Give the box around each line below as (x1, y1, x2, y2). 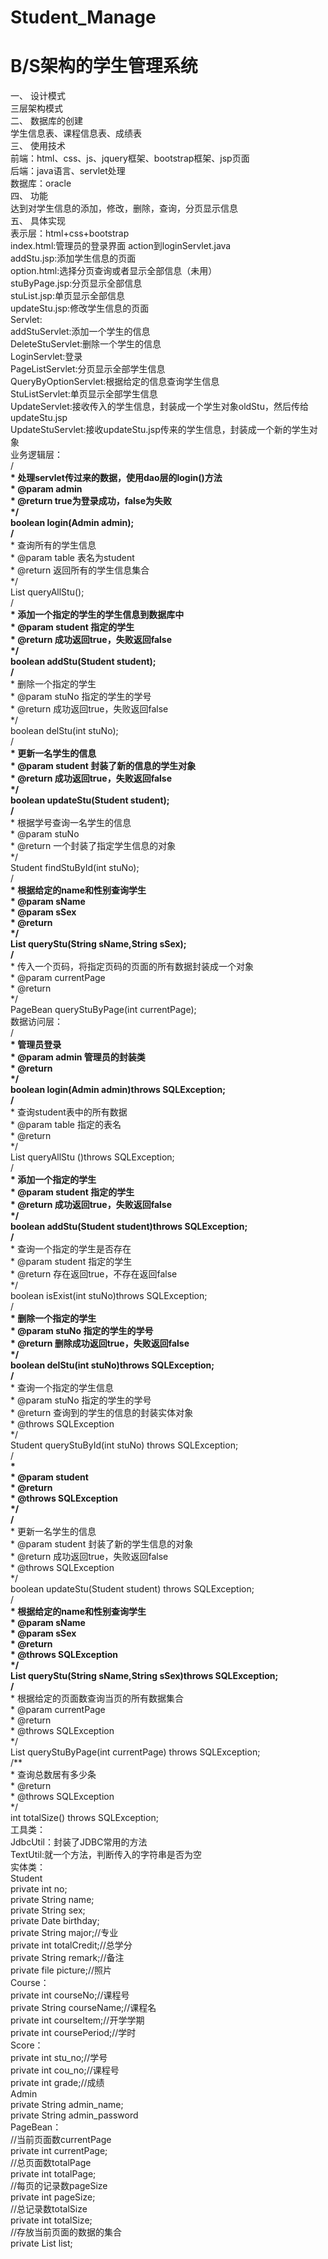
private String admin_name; (10, 2099, 124, 2111)
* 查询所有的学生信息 (10, 539, 97, 551)
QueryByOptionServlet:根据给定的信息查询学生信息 (10, 376, 220, 388)
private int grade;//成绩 (10, 2077, 105, 2089)
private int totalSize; (10, 2214, 93, 2226)
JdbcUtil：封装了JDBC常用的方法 (10, 1836, 148, 1848)
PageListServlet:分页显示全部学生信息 (10, 363, 166, 375)
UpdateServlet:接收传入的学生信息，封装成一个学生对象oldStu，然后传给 (10, 401, 309, 413)
